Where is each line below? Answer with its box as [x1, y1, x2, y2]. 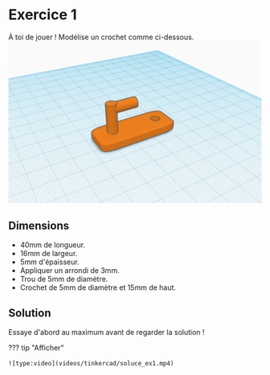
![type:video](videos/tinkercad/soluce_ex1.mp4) [8, 359, 174, 367]
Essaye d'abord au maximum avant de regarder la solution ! [8, 327, 205, 336]
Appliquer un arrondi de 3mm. [19, 266, 120, 275]
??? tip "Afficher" [8, 343, 64, 353]
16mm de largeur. [19, 249, 78, 259]
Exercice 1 [8, 6, 78, 24]
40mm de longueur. [19, 240, 86, 250]
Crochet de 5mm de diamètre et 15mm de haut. [19, 283, 177, 292]
